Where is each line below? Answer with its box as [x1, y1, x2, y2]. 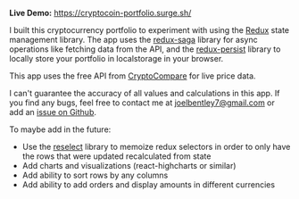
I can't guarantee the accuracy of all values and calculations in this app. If [9, 88, 280, 98]
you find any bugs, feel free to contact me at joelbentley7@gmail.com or [9, 97, 275, 108]
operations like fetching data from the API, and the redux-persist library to [9, 44, 281, 54]
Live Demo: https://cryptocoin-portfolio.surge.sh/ [9, 8, 192, 18]
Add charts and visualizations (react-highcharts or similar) [21, 161, 237, 170]
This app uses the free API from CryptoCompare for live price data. [9, 70, 256, 81]
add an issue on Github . [9, 107, 96, 117]
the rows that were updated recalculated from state [21, 151, 212, 162]
